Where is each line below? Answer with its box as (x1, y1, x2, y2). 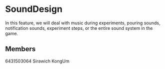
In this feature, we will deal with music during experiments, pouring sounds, (5, 20, 161, 26)
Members (5, 45, 36, 53)
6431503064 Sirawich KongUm (5, 58, 70, 64)
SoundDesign (5, 3, 63, 15)
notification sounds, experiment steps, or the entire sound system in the (5, 25, 153, 31)
